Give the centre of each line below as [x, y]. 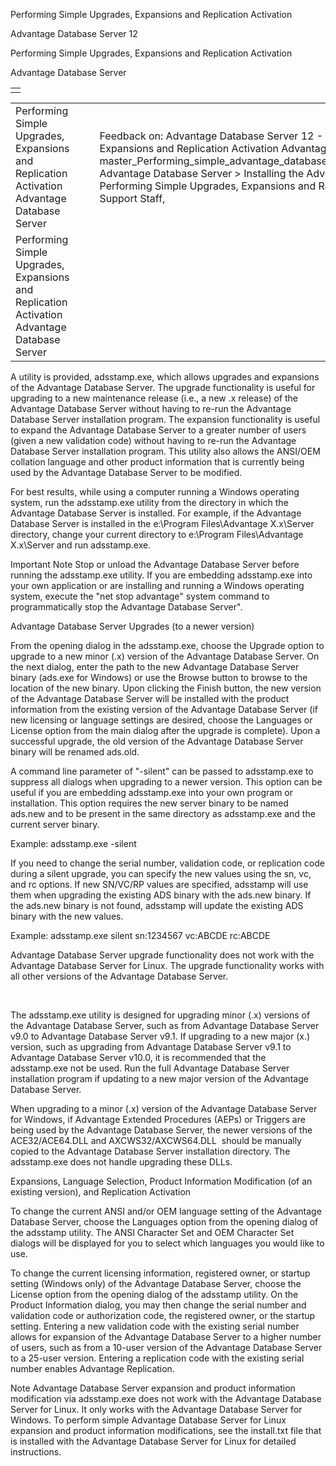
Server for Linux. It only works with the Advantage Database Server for [156, 1409]
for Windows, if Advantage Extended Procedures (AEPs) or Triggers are [158, 1119]
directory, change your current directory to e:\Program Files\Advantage [157, 534]
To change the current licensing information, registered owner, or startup [160, 1273]
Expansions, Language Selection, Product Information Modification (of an [161, 1181]
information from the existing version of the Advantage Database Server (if [164, 709]
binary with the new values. [67, 916]
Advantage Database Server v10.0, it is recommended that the [138, 1057]
